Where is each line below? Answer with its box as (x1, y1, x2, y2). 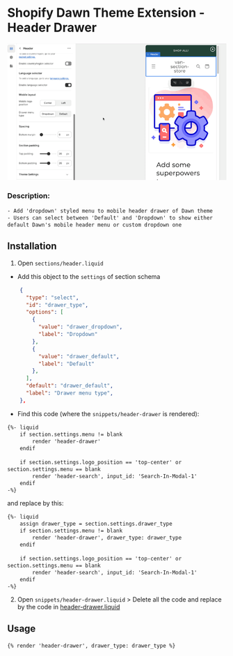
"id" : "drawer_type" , (25, 301, 89, 308)
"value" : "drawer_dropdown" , (38, 323, 123, 330)
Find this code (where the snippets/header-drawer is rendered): (17, 409, 200, 418)
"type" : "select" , (25, 294, 79, 301)
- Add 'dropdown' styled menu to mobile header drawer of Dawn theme (7, 207, 214, 214)
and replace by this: (7, 498, 64, 507)
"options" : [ (25, 309, 64, 316)
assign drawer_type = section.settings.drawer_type (19, 520, 172, 527)
